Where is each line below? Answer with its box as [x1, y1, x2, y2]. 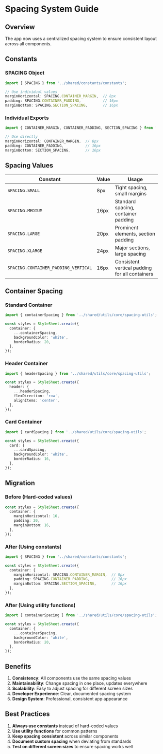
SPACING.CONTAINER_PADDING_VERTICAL [7, 265, 92, 271]
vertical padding [114, 264, 152, 271]
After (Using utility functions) [5, 602, 76, 608]
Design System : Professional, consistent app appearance [12, 696, 128, 702]
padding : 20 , [14, 518, 40, 523]
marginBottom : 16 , [14, 523, 51, 528]
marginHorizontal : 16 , [14, 514, 60, 519]
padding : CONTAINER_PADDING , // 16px [5, 143, 101, 148]
